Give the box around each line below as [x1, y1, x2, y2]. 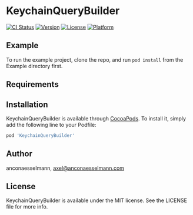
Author [6, 149, 32, 159]
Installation [6, 99, 48, 109]
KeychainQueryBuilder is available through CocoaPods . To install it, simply [6, 115, 187, 122]
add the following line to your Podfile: [6, 121, 97, 128]
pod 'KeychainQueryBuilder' [6, 132, 75, 139]
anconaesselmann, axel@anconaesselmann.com [6, 164, 125, 172]
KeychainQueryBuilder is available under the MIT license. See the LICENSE [6, 197, 187, 204]
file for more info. [6, 203, 48, 210]
